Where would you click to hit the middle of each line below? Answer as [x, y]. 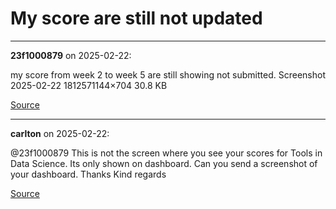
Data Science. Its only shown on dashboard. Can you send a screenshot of [164, 163]
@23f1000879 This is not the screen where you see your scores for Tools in [166, 153]
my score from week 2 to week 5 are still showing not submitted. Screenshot [168, 74]
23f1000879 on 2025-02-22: [71, 55]
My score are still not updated [136, 18]
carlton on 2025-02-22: [60, 133]
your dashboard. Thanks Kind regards [88, 174]
